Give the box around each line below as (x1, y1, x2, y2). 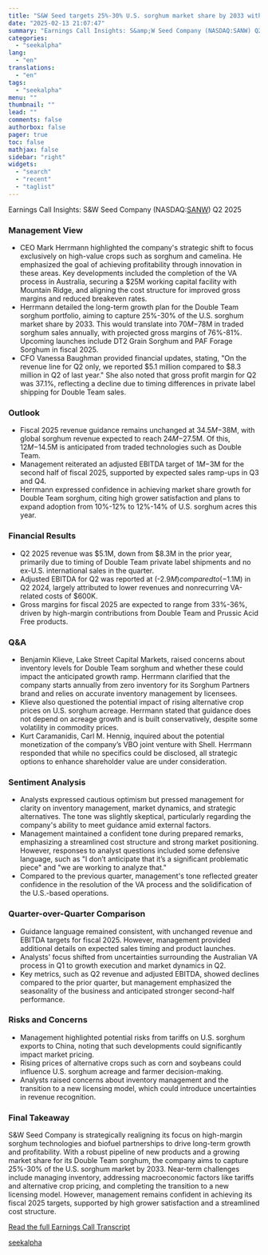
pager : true (8, 130, 48, 138)
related (19, 591, 44, 601)
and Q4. (19, 477, 46, 486)
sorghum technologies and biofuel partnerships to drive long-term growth (8, 1139, 251, 1149)
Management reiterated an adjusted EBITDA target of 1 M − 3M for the (19, 459, 245, 469)
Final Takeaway (8, 1112, 70, 1123)
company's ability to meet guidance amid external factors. (19, 821, 211, 830)
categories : (8, 34, 48, 42)
